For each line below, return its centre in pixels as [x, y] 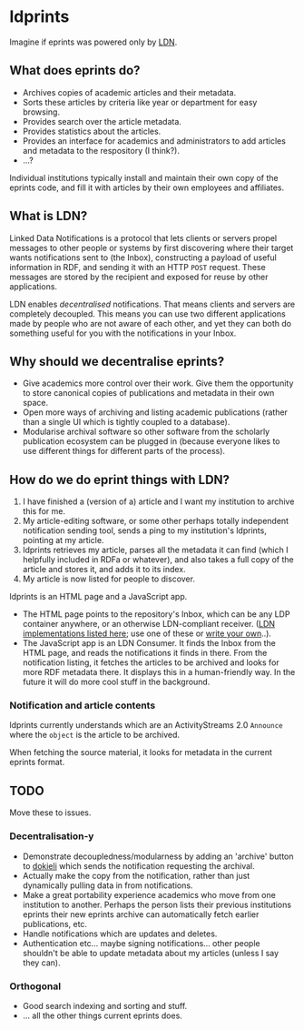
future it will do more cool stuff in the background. [116, 682]
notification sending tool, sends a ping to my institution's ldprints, [145, 530]
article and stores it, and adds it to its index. [104, 570]
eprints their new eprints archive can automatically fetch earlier [141, 914]
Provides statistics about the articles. [92, 131]
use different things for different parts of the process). [123, 451]
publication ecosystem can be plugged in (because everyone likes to [151, 441]
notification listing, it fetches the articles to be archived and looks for [151, 662]
